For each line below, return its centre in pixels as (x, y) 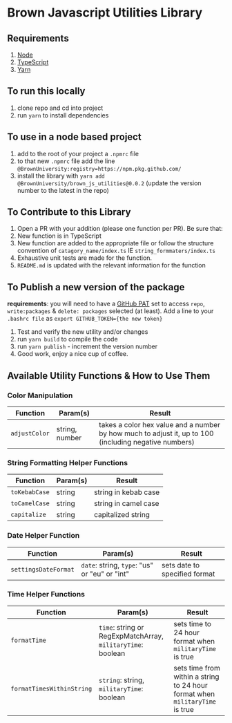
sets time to (193, 623)
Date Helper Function (43, 536)
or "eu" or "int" (105, 574)
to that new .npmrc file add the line (66, 161)
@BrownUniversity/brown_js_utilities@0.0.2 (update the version (109, 183)
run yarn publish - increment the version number (87, 346)
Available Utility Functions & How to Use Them (109, 376)
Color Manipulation (40, 395)
